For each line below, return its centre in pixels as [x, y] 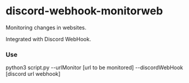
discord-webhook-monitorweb [84, 11]
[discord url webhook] [33, 74]
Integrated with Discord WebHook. [48, 39]
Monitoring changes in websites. [46, 27]
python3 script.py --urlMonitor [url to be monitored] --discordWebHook [94, 67]
